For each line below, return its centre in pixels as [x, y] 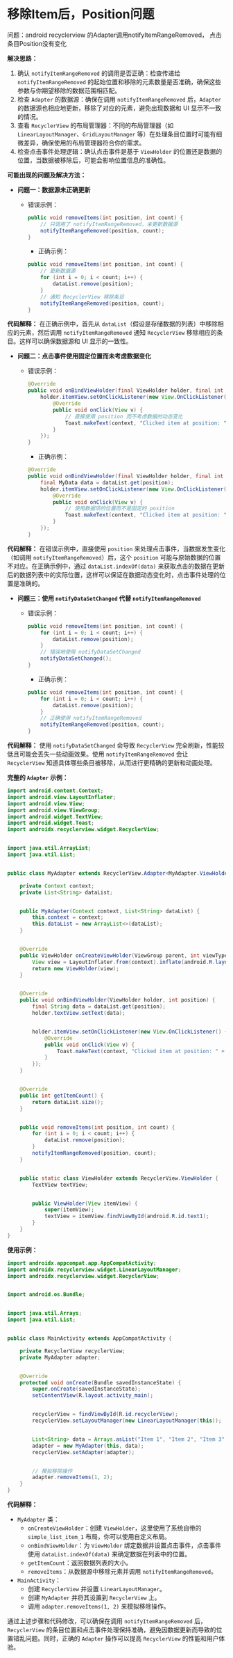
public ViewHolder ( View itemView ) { [85, 1203]
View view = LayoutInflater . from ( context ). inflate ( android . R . [124, 962]
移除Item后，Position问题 [81, 14]
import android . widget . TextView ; [55, 816]
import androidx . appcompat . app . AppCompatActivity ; [82, 1263]
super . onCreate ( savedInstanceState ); [86, 1389]
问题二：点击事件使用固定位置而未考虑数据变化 [84, 356]
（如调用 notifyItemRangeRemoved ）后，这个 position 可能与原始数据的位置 [114, 557]
